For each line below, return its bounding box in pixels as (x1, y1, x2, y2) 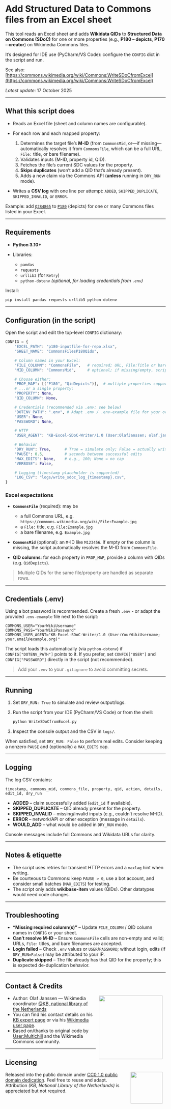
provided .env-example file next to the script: (5, 614, 98, 620)
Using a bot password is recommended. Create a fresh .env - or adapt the (5, 608, 161, 614)
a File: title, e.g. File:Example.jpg (20, 524, 93, 530)
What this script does (5, 107, 75, 116)
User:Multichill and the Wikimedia (12, 1033, 83, 1039)
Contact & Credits (5, 982, 63, 990)
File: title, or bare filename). (20, 151, 81, 157)
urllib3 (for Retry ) (20, 272, 60, 278)
